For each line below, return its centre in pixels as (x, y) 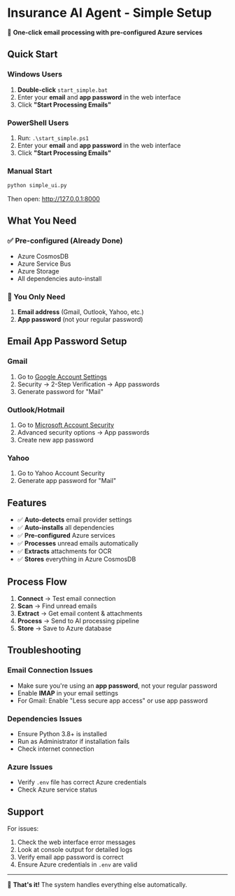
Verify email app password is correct (70, 857)
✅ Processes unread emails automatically (78, 543)
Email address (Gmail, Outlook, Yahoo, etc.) (81, 312)
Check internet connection (56, 749)
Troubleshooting (44, 650)
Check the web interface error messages (77, 842)
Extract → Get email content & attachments (80, 613)
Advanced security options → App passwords (83, 433)
